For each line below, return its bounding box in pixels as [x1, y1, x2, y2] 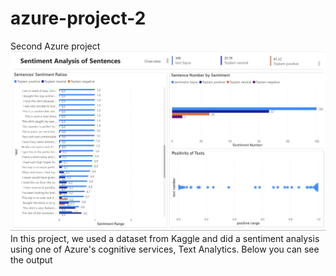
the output [10, 253, 53, 266]
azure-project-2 [10, 7, 147, 30]
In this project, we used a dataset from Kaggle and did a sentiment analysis [10, 232, 320, 244]
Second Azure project [10, 40, 101, 52]
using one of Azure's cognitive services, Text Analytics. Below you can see [10, 243, 320, 255]
